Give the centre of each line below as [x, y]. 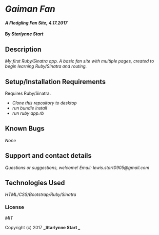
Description [23, 49]
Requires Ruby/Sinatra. [28, 93]
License [15, 207]
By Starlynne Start [24, 34]
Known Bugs [25, 129]
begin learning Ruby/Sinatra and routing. [46, 66]
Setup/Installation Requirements [55, 82]
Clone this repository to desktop [44, 103]
